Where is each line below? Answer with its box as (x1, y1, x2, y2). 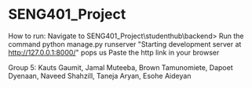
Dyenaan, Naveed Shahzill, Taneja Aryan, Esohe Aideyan (8, 71, 192, 80)
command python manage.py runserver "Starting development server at (8, 39, 242, 48)
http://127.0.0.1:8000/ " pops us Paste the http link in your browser (8, 48, 220, 57)
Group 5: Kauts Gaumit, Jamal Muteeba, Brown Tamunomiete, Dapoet (8, 62, 233, 72)
